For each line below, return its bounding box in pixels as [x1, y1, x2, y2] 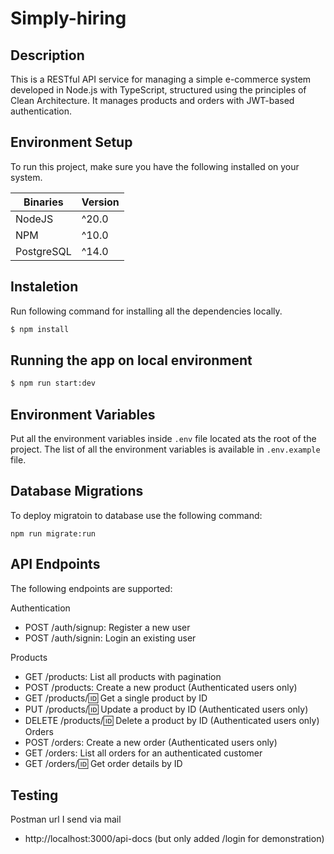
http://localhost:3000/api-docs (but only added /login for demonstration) [24, 833, 325, 845]
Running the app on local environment [10, 352, 253, 369]
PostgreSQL [15, 244, 72, 258]
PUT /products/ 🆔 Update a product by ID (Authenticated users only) [24, 703, 309, 715]
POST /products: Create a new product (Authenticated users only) [24, 681, 298, 693]
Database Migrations [10, 483, 144, 500]
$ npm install [10, 324, 70, 334]
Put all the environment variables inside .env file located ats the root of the [10, 433, 317, 444]
